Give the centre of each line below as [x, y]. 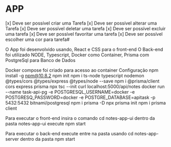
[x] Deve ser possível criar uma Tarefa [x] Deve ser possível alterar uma [81, 23]
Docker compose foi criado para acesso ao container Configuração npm [82, 70]
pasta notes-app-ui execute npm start [45, 123]
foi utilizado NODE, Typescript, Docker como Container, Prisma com [77, 55]
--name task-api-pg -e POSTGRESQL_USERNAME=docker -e [70, 92]
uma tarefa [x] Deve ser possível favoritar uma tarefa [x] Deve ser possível [84, 34]
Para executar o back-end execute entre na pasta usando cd [69, 133]
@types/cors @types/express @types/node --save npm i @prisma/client [82, 81]
